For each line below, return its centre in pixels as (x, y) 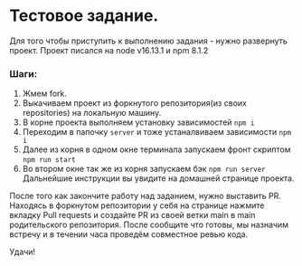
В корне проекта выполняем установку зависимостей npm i (138, 122)
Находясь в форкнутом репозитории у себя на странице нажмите (137, 205)
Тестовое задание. (84, 16)
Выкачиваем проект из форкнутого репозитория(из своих (134, 103)
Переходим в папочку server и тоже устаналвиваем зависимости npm (157, 132)
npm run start (49, 160)
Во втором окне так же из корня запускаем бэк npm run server (144, 169)
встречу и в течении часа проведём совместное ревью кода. (129, 234)
